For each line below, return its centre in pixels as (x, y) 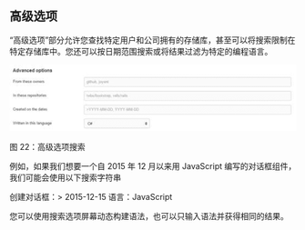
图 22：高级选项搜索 (48, 147)
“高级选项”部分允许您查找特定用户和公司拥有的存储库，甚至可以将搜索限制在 (152, 40)
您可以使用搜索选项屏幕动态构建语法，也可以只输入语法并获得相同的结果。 (149, 216)
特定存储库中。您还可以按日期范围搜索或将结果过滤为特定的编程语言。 (141, 51)
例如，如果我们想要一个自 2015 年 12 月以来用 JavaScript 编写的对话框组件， (153, 166)
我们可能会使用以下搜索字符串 (65, 178)
